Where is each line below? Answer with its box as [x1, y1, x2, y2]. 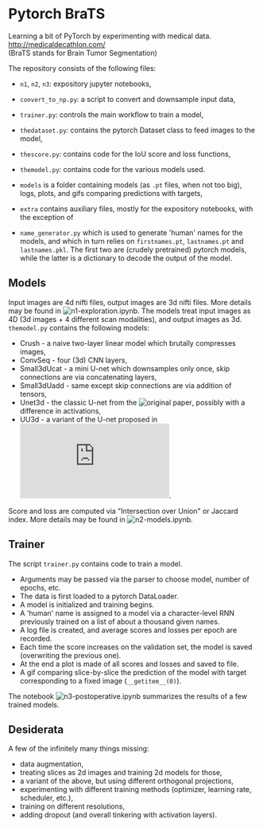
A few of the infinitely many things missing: [8, 744, 149, 754]
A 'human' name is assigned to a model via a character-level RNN [19, 608, 235, 617]
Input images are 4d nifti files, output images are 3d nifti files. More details [8, 297, 252, 307]
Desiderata [8, 723, 64, 736]
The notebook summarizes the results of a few [8, 691, 248, 701]
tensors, [19, 389, 48, 398]
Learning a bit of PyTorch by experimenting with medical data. [8, 31, 212, 41]
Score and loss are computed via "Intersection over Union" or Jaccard [8, 506, 238, 515]
